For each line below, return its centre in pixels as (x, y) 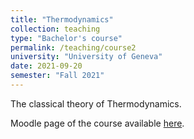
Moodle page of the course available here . (97, 123)
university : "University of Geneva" (86, 57)
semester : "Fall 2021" (57, 76)
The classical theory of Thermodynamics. (96, 103)
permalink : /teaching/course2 (73, 47)
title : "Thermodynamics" (62, 19)
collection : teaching (55, 29)
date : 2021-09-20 (46, 66)
